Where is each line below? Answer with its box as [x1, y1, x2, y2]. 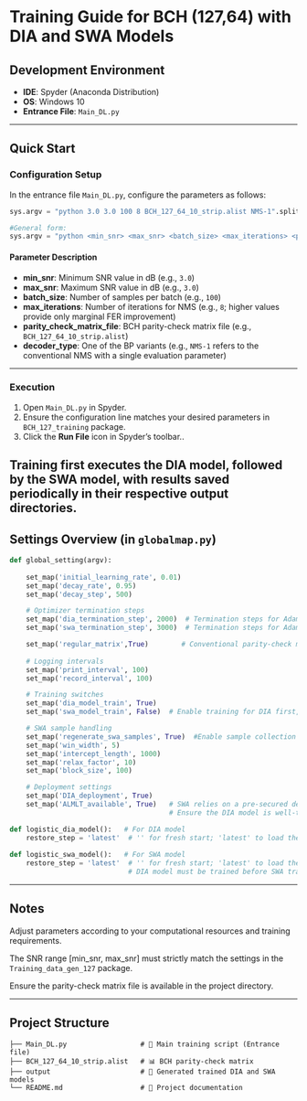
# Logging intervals [26, 657, 104, 666]
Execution [9, 381, 56, 394]
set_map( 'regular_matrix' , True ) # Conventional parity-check [26, 640, 292, 649]
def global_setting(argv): [9, 556, 112, 565]
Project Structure [9, 1015, 110, 1031]
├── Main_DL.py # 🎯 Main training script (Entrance [9, 1040, 281, 1049]
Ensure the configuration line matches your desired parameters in [22, 412, 270, 422]
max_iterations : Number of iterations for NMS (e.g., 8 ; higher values [22, 301, 281, 312]
